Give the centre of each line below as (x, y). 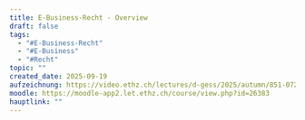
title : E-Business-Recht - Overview (79, 18)
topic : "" (28, 69)
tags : (20, 34)
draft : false (34, 26)
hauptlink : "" (36, 102)
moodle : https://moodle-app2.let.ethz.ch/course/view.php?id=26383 (140, 93)
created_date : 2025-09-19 (58, 77)
